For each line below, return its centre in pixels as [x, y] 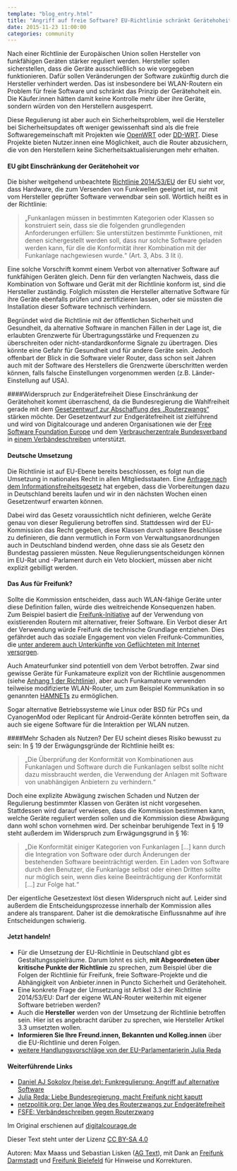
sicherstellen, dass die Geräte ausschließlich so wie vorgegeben [101, 69]
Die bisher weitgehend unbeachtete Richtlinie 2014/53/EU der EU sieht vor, [116, 182]
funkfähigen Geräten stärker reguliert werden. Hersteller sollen [98, 61]
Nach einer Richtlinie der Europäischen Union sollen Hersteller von [104, 54]
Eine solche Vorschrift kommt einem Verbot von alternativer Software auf [114, 269]
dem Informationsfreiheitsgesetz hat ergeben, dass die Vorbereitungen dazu [119, 486]
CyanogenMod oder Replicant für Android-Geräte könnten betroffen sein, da [119, 717]
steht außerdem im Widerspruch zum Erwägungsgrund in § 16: [98, 833]
